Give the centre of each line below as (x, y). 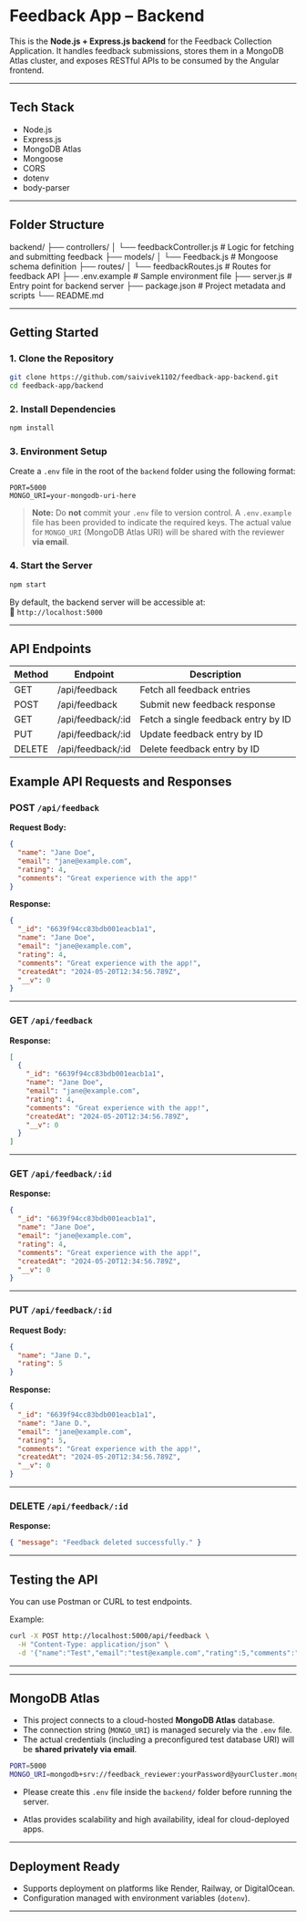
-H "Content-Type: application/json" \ (93, 1644)
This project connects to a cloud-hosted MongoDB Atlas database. (149, 1720)
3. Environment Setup (58, 452)
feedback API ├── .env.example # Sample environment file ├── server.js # (151, 275)
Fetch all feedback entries (195, 690)
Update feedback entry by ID (202, 734)
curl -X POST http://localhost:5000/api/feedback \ (109, 1636)
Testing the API (54, 1579)
